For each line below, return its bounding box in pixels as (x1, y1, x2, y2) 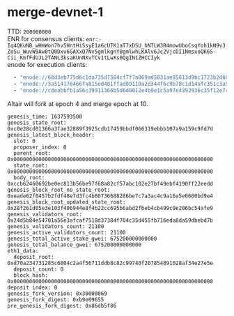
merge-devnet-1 (7, 4, 104, 20)
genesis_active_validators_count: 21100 (7, 229, 127, 236)
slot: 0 (13, 137, 36, 144)
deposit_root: (13, 253, 54, 260)
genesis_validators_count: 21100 (7, 223, 104, 230)
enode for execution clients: (7, 60, 88, 68)
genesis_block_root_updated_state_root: (7, 198, 127, 206)
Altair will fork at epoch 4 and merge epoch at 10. (7, 99, 148, 108)
